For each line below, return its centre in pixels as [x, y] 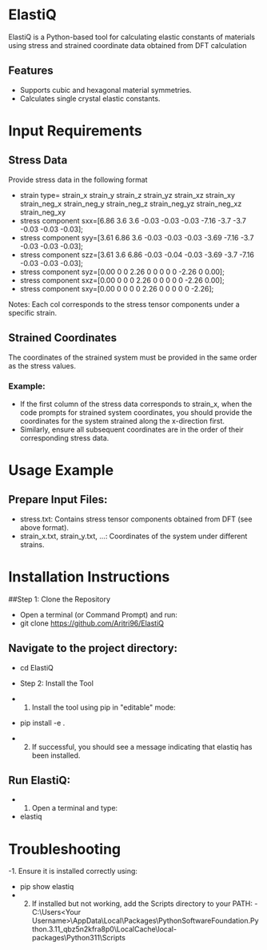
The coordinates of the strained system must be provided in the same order [133, 357]
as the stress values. [42, 365]
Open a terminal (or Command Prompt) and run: [99, 614]
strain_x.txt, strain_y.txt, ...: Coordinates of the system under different [133, 536]
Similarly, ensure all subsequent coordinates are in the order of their [132, 429]
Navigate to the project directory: [93, 648]
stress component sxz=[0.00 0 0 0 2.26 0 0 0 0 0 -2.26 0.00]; [122, 280]
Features [31, 71]
